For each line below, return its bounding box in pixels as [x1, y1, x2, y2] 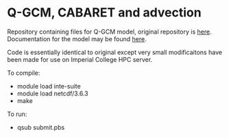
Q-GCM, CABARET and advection [7, 5, 202, 21]
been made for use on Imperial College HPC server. [7, 55, 153, 63]
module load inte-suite [16, 82, 81, 90]
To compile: [7, 69, 40, 77]
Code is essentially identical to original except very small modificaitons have [7, 48, 223, 56]
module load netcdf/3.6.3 [16, 89, 88, 97]
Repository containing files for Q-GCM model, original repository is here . [7, 27, 212, 36]
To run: [7, 110, 27, 118]
